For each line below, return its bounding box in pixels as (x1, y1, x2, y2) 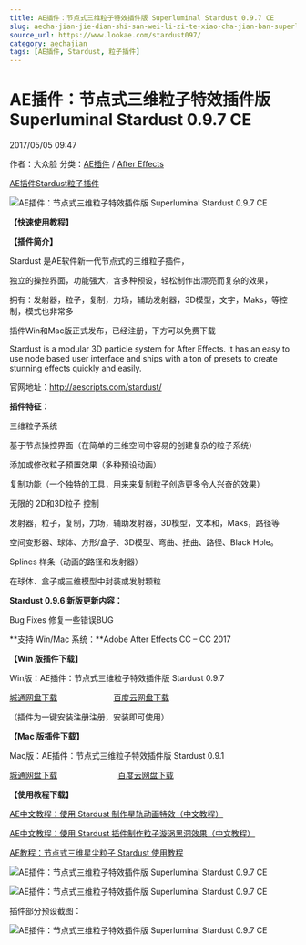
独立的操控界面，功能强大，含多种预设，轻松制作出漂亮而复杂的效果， (9, 275, 273, 286)
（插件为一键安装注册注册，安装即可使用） (9, 711, 169, 722)
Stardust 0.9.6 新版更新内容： (9, 595, 123, 606)
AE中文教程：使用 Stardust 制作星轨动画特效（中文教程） (9, 809, 224, 820)
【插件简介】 (9, 236, 57, 247)
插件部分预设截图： (9, 906, 82, 917)
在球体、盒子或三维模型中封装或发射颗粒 (9, 576, 161, 587)
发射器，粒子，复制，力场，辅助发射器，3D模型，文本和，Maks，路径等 (9, 518, 280, 529)
